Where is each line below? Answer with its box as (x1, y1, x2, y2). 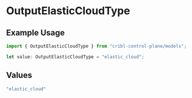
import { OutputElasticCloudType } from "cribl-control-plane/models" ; (6, 43, 187, 49)
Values (6, 70, 33, 80)
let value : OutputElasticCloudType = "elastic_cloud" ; (6, 54, 145, 60)
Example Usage (6, 28, 65, 38)
